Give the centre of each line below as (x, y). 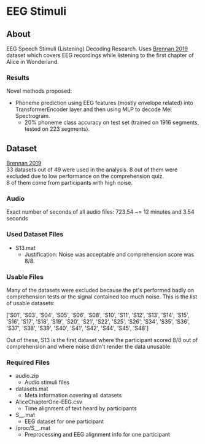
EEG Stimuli (36, 11)
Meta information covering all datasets (73, 395)
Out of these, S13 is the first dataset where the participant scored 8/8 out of (102, 340)
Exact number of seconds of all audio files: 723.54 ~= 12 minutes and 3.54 (100, 212)
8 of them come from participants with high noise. (70, 183)
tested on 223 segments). (57, 129)
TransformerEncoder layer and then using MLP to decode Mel (93, 109)
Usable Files (25, 276)
